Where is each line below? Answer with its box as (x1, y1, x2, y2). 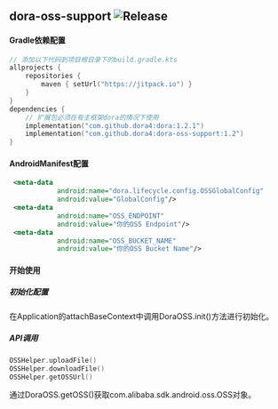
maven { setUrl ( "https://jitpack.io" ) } (41, 80, 193, 89)
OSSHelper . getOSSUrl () (9, 373, 93, 381)
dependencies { (9, 104, 66, 114)
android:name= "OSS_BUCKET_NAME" (56, 237, 177, 245)
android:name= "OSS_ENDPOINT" (56, 211, 165, 221)
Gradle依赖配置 (9, 35, 67, 45)
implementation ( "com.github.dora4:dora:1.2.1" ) (25, 121, 204, 130)
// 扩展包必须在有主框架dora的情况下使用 (25, 113, 160, 122)
